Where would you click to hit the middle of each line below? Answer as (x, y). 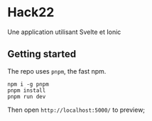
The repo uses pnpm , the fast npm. (57, 71)
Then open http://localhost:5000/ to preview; (76, 110)
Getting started (42, 54)
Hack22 (31, 12)
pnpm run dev (27, 96)
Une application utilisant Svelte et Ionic (64, 32)
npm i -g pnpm (28, 84)
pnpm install (27, 90)
